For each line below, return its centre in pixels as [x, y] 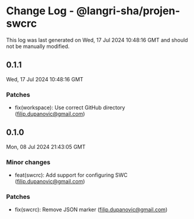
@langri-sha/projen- [128, 11]
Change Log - [40, 11]
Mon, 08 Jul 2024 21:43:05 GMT [46, 147]
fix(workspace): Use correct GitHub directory [70, 107]
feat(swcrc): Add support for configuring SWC [71, 175]
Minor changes [28, 162]
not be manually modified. [38, 46]
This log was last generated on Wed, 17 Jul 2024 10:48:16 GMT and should [97, 40]
